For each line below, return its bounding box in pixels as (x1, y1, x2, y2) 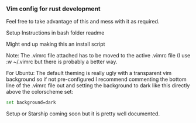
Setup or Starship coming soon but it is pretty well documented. (6, 110, 160, 117)
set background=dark (6, 100, 57, 105)
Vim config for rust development (6, 5, 101, 13)
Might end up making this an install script (6, 40, 105, 48)
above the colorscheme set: (6, 88, 74, 95)
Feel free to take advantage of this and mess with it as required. (6, 18, 160, 25)
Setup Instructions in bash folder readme (6, 29, 105, 36)
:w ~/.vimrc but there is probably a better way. (6, 58, 118, 66)
